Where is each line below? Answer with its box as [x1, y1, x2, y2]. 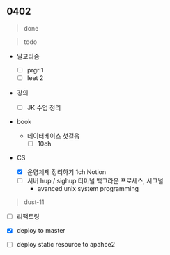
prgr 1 [26, 65, 44, 74]
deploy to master [16, 226, 65, 235]
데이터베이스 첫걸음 [26, 132, 80, 140]
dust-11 [23, 198, 45, 206]
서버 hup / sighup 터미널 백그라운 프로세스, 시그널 [26, 177, 164, 185]
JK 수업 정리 [26, 103, 61, 111]
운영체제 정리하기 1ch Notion [26, 168, 106, 176]
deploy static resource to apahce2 [16, 240, 116, 249]
